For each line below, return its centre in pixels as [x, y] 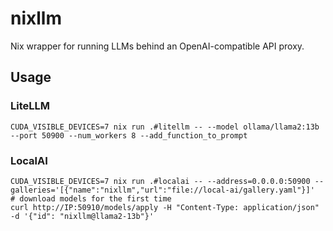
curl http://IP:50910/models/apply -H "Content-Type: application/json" [165, 207]
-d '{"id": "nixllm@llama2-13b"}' [82, 216]
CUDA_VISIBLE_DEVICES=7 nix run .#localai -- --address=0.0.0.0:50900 [160, 181]
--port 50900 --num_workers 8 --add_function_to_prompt [129, 135]
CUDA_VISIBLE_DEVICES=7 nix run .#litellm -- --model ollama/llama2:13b [165, 127]
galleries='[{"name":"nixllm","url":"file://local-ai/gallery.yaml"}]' [162, 190]
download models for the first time [95, 198]
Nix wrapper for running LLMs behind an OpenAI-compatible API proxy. [157, 46]
